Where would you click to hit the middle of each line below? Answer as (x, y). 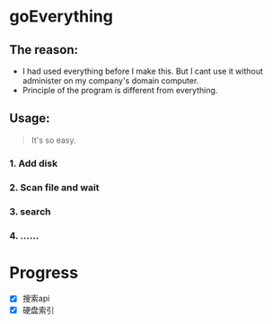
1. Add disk (34, 163)
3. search (30, 211)
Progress (44, 272)
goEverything (61, 17)
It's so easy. (53, 140)
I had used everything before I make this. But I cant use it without (142, 71)
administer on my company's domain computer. (110, 81)
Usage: (30, 118)
